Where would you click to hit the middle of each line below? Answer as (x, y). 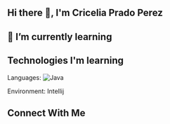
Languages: (24, 77)
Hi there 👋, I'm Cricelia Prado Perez (85, 13)
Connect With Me (46, 113)
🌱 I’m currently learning (60, 37)
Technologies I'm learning (66, 61)
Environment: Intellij (36, 91)
